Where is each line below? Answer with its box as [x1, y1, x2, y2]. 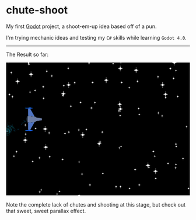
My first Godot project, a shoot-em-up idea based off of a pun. [6, 23, 157, 30]
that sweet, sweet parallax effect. [6, 207, 86, 214]
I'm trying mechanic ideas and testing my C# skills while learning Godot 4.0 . [6, 34, 187, 41]
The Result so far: [6, 51, 49, 58]
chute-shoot [6, 4, 68, 17]
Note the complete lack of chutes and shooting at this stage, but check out [6, 201, 185, 208]
